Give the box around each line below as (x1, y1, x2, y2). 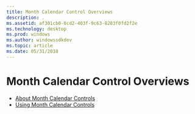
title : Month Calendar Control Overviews (6, 8, 113, 15)
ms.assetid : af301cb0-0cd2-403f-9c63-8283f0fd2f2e (6, 20, 138, 26)
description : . (6, 15, 45, 21)
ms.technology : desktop (6, 25, 67, 32)
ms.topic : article (6, 43, 53, 49)
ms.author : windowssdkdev (6, 37, 72, 43)
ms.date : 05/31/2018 (6, 49, 59, 55)
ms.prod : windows (6, 32, 51, 38)
